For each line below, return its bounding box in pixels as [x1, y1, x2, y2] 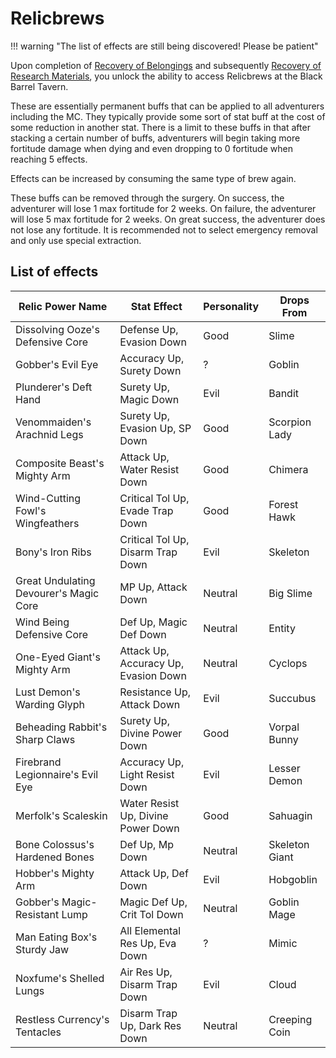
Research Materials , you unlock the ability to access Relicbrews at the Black [10, 70, 323, 82]
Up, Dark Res [119, 1018, 182, 1032]
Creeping [268, 1012, 313, 1026]
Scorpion [268, 415, 312, 429]
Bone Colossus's [15, 837, 95, 851]
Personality [203, 299, 260, 313]
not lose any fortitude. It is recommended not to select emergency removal [10, 223, 318, 236]
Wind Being [15, 615, 70, 629]
